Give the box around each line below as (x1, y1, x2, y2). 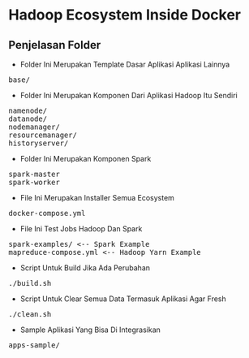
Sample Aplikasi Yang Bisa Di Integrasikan (19, 325, 161, 334)
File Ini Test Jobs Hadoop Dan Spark (19, 224, 143, 233)
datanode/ (8, 114, 47, 123)
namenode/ (8, 106, 47, 115)
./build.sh (8, 278, 52, 287)
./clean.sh (8, 310, 52, 318)
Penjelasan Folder (8, 38, 101, 52)
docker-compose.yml (8, 209, 86, 218)
